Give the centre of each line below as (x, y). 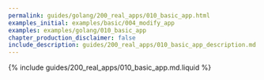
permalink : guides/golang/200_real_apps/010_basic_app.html (109, 15)
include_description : (44, 45)
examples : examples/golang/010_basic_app (77, 30)
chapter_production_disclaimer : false (72, 38)
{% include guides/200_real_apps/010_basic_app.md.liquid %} (110, 67)
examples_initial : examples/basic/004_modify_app (92, 23)
